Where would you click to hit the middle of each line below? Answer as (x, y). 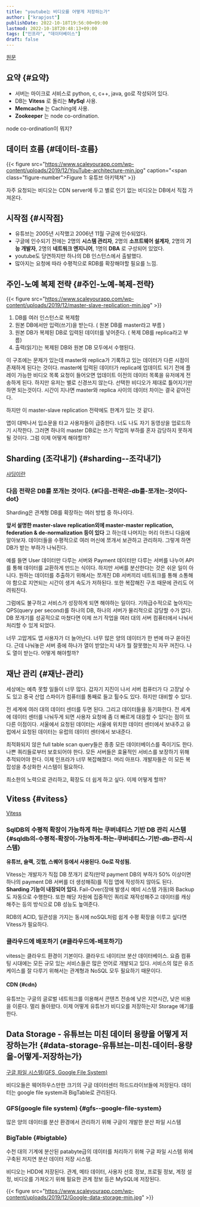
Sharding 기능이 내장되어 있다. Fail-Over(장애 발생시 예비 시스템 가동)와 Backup (100, 889)
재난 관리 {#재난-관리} (45, 674)
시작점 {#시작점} (35, 218)
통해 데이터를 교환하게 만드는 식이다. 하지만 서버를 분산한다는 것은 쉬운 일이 (100, 568)
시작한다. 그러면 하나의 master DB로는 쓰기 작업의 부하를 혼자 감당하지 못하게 (102, 430)
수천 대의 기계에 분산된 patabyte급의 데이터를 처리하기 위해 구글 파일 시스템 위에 (100, 1151)
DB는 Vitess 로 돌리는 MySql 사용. (56, 101)
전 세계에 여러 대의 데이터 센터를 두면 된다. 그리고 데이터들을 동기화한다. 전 (93, 709)
